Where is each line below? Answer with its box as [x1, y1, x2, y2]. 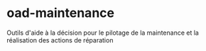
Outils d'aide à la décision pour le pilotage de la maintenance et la [6, 28, 200, 37]
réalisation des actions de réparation [6, 35, 114, 44]
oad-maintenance [6, 5, 115, 21]
